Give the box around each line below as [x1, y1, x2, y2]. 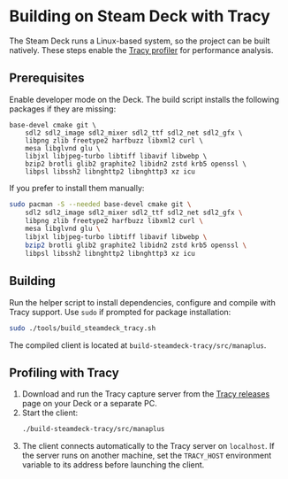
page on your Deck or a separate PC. [21, 398, 157, 409]
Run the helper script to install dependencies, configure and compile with [9, 297, 276, 307]
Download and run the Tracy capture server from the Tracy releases [21, 389, 270, 399]
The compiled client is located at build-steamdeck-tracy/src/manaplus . [9, 339, 267, 351]
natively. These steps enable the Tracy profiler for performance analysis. [9, 44, 274, 55]
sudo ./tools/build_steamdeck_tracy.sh [9, 323, 156, 333]
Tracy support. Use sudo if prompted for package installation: [9, 306, 231, 317]
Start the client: [21, 407, 79, 418]
